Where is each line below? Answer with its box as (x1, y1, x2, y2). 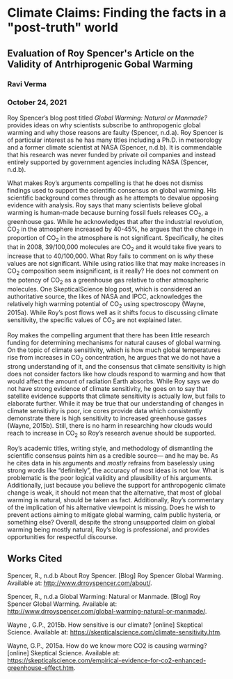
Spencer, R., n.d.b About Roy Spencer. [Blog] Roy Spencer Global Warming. (7, 571, 224, 580)
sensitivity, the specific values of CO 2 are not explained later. (7, 316, 182, 326)
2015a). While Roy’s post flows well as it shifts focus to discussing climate (7, 308, 218, 317)
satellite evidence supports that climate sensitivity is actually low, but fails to (7, 392, 226, 400)
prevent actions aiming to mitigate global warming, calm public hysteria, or (7, 510, 221, 519)
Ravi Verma (7, 79, 47, 88)
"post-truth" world (7, 19, 118, 35)
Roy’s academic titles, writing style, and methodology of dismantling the (7, 444, 214, 452)
